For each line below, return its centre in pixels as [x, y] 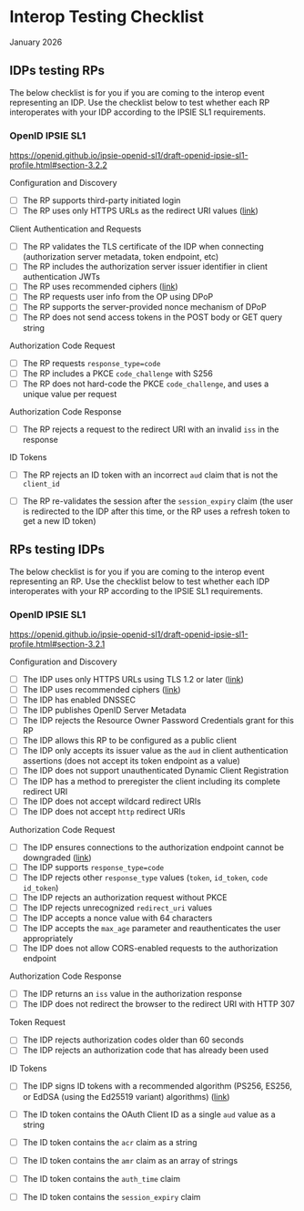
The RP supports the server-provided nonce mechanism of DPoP [144, 307]
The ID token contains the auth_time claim [101, 1178]
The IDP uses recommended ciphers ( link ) [101, 690]
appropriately [48, 939]
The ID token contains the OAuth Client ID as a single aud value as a [149, 1114]
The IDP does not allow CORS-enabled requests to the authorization [150, 949]
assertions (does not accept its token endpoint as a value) [132, 761]
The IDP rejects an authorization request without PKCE [125, 897]
